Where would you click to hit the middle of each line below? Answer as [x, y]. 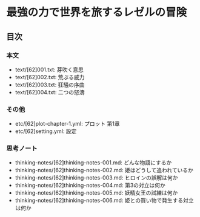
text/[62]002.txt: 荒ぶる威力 [50, 77]
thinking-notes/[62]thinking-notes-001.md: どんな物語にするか [93, 163]
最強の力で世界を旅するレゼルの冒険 [97, 12]
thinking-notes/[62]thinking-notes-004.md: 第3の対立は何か [90, 186]
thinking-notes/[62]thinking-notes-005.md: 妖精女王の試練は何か [96, 193]
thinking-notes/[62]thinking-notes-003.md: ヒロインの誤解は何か [96, 178]
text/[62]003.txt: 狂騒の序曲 [50, 85]
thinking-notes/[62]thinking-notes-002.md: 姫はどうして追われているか [104, 170]
